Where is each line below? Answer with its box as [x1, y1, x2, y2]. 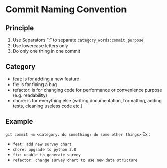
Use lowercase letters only [12, 43, 68, 49]
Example [5, 117, 33, 126]
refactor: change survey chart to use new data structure [12, 158, 138, 163]
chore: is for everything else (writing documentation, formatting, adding [12, 97, 162, 103]
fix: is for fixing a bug [12, 81, 57, 87]
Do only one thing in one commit [12, 48, 81, 54]
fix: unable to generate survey [12, 152, 81, 157]
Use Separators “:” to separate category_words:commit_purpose [12, 37, 144, 43]
